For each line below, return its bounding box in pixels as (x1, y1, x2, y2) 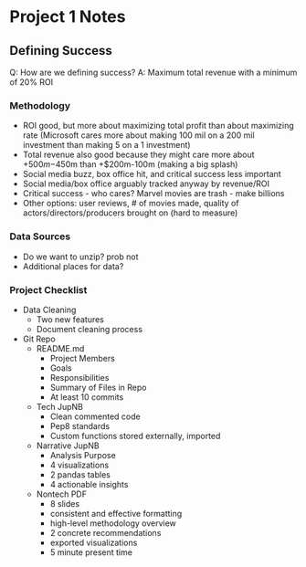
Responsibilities (49, 372, 110, 383)
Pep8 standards (49, 420, 111, 431)
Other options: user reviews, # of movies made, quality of (22, 198, 239, 209)
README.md (36, 342, 85, 353)
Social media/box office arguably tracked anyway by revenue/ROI (22, 178, 269, 189)
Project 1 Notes (9, 6, 126, 27)
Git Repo (22, 333, 57, 344)
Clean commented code (49, 411, 141, 422)
